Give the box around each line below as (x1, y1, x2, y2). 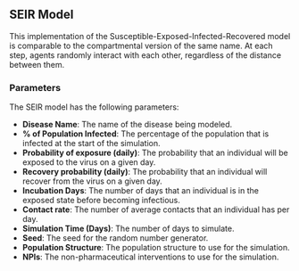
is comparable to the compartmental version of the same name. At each (9, 40, 274, 51)
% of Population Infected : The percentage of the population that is (21, 128, 270, 139)
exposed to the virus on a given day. (21, 157, 156, 168)
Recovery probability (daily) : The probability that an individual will (21, 167, 268, 177)
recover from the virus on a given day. (21, 176, 162, 186)
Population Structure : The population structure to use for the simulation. (21, 242, 290, 253)
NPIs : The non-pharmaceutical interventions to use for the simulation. (21, 251, 279, 262)
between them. (9, 59, 65, 70)
